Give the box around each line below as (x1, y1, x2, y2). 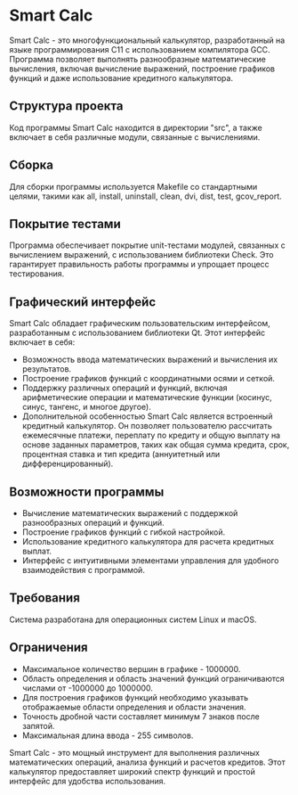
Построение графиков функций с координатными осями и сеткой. (21, 373, 276, 384)
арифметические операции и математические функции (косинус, (21, 392, 273, 403)
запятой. (21, 720, 55, 731)
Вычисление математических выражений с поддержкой (21, 508, 238, 518)
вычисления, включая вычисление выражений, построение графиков (9, 63, 276, 74)
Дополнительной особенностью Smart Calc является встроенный (21, 411, 273, 422)
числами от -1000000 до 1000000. (21, 683, 154, 693)
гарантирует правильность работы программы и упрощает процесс (9, 259, 270, 270)
